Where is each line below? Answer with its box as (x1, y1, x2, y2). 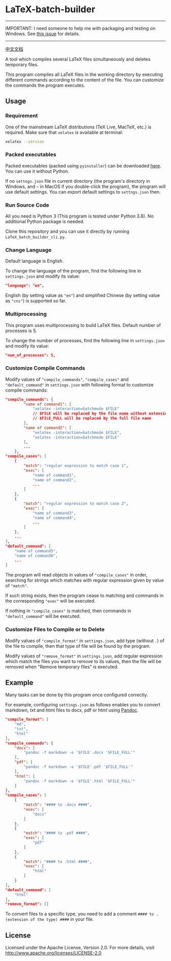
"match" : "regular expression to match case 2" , (23, 501, 129, 506)
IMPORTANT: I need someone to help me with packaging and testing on (5, 25, 156, 31)
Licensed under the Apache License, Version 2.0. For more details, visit (5, 945, 155, 951)
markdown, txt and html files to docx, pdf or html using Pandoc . (5, 707, 139, 713)
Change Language (5, 246, 52, 254)
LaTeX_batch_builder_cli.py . (5, 234, 66, 240)
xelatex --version (5, 139, 44, 144)
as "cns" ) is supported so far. (5, 298, 67, 304)
